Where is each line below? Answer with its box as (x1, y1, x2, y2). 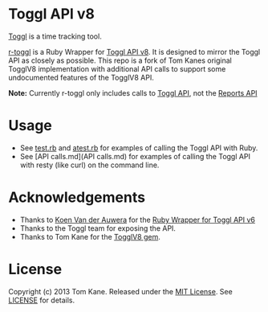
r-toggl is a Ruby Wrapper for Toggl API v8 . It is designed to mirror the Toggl (8, 47, 261, 56)
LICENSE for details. (8, 295, 75, 305)
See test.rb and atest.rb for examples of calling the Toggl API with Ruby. (19, 142, 258, 153)
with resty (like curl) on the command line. (19, 160, 160, 170)
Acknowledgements (8, 188, 146, 207)
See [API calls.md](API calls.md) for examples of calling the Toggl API (19, 151, 251, 161)
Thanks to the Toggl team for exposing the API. (19, 223, 177, 233)
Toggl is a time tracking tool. (8, 31, 102, 41)
